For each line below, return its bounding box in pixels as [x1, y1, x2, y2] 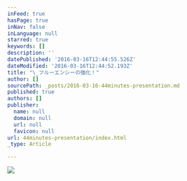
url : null [13, 121, 42, 128]
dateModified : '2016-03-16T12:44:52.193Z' [7, 62, 133, 69]
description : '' [7, 50, 55, 57]
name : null [13, 108, 46, 115]
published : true [7, 88, 55, 95]
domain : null [13, 114, 52, 121]
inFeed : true [7, 10, 46, 18]
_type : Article [7, 141, 52, 148]
